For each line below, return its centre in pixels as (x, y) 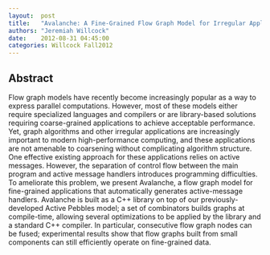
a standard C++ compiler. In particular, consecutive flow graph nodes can (130, 225)
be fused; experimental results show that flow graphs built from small (123, 233)
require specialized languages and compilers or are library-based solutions (133, 114)
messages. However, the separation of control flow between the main (123, 165)
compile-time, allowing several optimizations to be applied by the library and (135, 217)
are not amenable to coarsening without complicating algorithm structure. (130, 148)
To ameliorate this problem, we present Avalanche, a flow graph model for (131, 182)
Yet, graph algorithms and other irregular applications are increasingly (124, 131)
